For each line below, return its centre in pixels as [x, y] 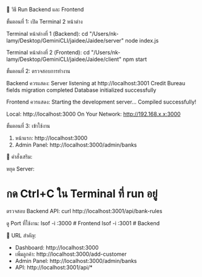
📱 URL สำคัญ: [21, 235]
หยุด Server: [21, 169]
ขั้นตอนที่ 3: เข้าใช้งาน [28, 126]
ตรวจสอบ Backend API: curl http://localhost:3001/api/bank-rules [84, 211]
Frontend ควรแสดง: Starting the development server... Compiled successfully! [101, 102]
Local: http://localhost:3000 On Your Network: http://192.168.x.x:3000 [93, 114]
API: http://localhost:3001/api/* [54, 267]
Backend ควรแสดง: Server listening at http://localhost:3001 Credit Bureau [96, 83]
